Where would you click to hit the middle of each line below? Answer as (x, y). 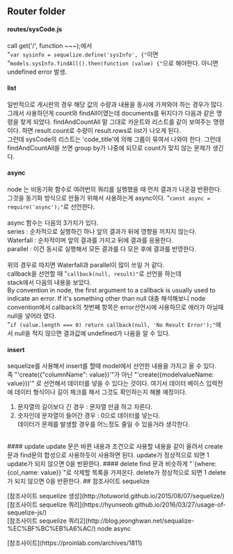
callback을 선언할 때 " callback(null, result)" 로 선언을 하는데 (95, 274)
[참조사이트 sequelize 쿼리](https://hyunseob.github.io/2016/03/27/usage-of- (116, 505)
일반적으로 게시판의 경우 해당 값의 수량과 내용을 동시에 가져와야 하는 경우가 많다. (116, 104)
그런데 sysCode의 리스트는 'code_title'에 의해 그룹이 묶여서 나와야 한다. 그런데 (114, 139)
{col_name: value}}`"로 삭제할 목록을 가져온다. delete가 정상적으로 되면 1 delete (117, 473)
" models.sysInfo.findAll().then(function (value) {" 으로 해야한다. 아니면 (113, 63)
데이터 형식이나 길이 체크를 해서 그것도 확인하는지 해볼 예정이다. (101, 392)
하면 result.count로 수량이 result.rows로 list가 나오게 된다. (102, 130)
